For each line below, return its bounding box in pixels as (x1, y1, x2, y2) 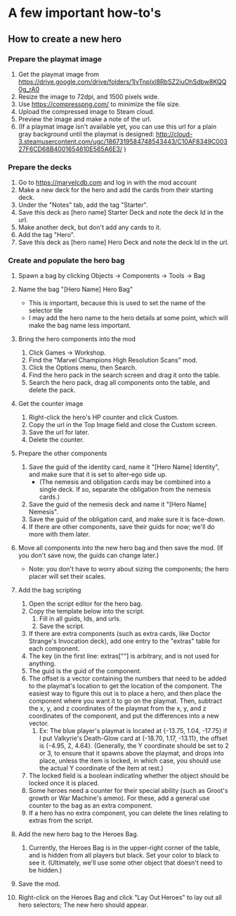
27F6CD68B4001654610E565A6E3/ (18, 144, 122, 153)
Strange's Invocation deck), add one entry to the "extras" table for (28, 637, 221, 645)
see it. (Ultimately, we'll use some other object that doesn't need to (28, 858, 223, 867)
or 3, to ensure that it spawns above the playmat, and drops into (39, 749, 224, 758)
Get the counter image (18, 400, 84, 408)
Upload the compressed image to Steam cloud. (18, 107, 155, 115)
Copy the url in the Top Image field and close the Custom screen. (28, 421, 217, 429)
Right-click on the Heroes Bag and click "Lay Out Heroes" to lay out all (18, 893, 222, 902)
